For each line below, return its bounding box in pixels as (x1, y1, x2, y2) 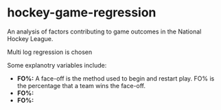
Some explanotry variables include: (7, 61, 107, 69)
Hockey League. (7, 34, 54, 42)
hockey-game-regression (7, 5, 156, 20)
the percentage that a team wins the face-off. (16, 81, 146, 90)
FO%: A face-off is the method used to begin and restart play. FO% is (16, 74, 215, 83)
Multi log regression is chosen (7, 48, 93, 56)
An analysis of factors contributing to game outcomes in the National (7, 27, 202, 36)
